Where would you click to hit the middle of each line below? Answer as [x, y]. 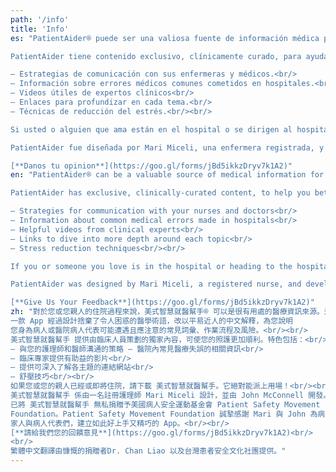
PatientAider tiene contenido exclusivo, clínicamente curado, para [156, 56]
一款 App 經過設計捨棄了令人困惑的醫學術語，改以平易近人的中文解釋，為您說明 [151, 321]
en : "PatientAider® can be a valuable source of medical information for [167, 175]
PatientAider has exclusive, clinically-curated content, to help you [160, 193]
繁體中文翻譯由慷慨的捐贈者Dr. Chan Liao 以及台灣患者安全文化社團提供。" [148, 451]
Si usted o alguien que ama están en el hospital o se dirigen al [151, 129]
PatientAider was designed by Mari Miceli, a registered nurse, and [156, 284]
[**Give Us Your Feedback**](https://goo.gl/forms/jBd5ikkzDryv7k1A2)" [162, 302]
